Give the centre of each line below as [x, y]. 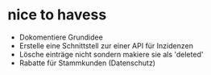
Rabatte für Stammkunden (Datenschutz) [87, 63]
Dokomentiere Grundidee [61, 37]
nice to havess [57, 15]
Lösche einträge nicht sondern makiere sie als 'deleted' [111, 54]
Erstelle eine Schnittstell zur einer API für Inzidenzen [106, 45]
